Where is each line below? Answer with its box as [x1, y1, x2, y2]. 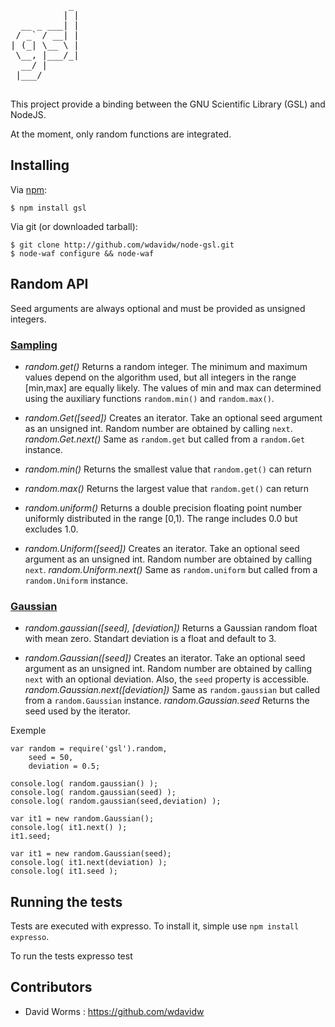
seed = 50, [28, 753, 74, 763]
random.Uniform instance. [24, 574, 128, 586]
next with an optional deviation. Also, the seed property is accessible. [24, 673, 310, 685]
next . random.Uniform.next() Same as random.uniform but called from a [24, 563, 318, 575]
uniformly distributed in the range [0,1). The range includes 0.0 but [24, 512, 298, 524]
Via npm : [10, 183, 48, 195]
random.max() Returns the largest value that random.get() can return [24, 482, 309, 494]
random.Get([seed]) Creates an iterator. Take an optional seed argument [24, 411, 323, 424]
